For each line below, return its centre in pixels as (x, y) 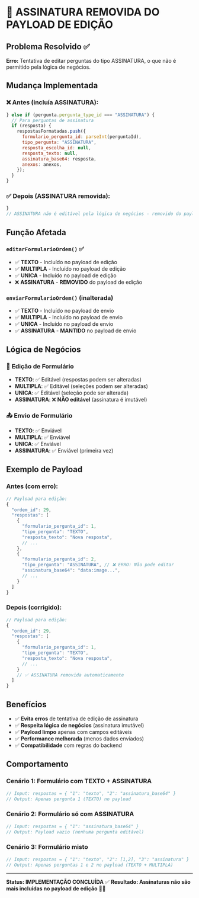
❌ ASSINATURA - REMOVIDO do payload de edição (78, 282)
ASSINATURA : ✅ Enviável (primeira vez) (64, 451)
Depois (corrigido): (34, 608)
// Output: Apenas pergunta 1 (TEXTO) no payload (69, 799)
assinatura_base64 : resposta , (59, 159)
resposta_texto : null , (50, 153)
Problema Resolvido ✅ (48, 46)
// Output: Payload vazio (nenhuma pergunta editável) (75, 832)
